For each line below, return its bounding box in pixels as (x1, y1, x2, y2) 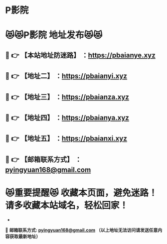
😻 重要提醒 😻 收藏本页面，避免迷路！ (5, 187, 158, 198)
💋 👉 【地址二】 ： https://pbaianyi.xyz (5, 72, 127, 80)
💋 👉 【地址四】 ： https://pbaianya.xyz (5, 113, 129, 122)
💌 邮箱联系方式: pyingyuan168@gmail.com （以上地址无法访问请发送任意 (5, 227, 158, 233)
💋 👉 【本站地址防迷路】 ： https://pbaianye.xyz (5, 51, 155, 59)
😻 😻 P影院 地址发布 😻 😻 (5, 30, 103, 41)
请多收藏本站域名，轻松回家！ (5, 199, 129, 211)
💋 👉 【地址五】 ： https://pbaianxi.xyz (5, 134, 127, 143)
